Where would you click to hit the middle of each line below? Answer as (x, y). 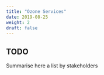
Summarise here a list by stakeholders (52, 66)
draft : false (22, 28)
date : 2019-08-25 (27, 17)
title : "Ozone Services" (36, 11)
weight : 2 (18, 22)
